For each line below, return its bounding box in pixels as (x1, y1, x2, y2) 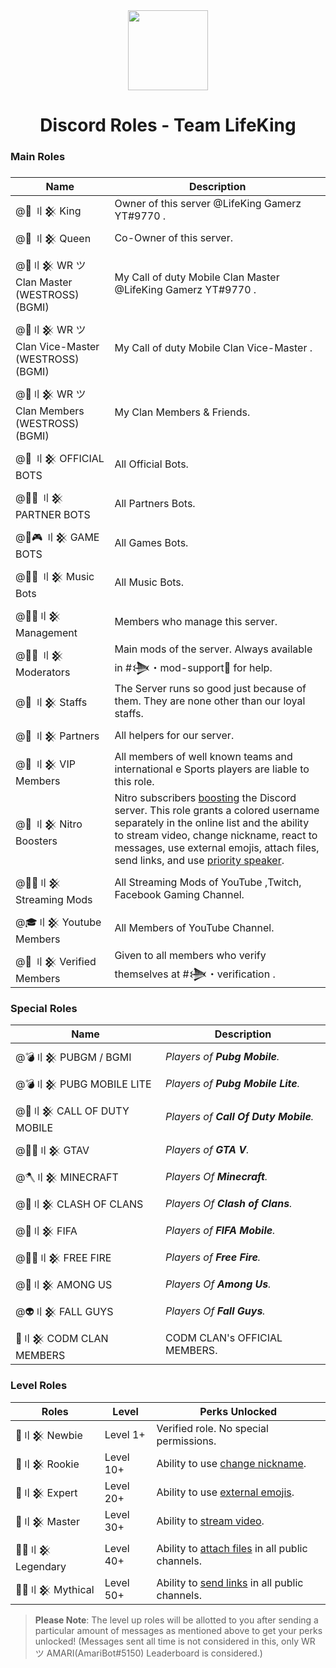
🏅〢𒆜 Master (15, 1515, 80, 1529)
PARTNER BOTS (15, 508, 91, 522)
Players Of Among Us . (164, 1277, 272, 1291)
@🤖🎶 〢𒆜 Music (15, 570, 95, 584)
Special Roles (10, 1001, 78, 1015)
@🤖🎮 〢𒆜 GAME (15, 530, 100, 544)
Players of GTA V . (164, 1142, 250, 1156)
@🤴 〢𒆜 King (15, 204, 82, 218)
